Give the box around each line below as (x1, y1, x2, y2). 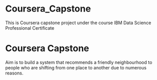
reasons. (5, 70, 24, 76)
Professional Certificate (5, 25, 55, 31)
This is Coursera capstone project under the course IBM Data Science (5, 20, 151, 26)
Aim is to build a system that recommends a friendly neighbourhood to (5, 59, 152, 65)
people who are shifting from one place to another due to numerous (5, 64, 147, 70)
